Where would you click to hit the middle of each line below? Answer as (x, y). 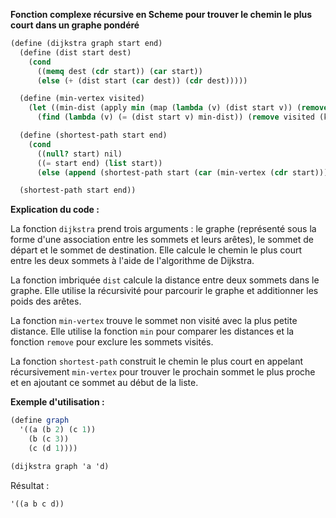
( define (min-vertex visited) (82, 99)
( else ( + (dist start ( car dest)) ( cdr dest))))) (142, 80)
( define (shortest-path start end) (93, 135)
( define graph (40, 420)
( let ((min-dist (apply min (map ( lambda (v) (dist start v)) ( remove (178, 108)
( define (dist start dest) (75, 52)
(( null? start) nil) (79, 154)
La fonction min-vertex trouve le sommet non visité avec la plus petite (154, 321)
